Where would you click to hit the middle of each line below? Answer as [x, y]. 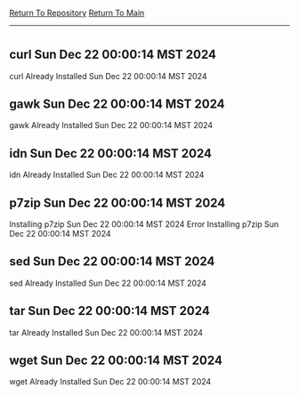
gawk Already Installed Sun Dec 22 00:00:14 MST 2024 [111, 125]
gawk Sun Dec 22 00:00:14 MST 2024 [117, 104]
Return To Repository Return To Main [77, 13]
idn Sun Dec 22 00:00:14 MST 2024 [110, 154]
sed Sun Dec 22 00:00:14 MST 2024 [112, 262]
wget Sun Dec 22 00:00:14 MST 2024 [116, 361]
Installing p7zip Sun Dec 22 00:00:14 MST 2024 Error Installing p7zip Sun [144, 224]
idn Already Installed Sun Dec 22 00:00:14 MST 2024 [107, 175]
